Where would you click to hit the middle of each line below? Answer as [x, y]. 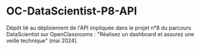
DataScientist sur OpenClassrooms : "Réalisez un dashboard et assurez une [100, 34]
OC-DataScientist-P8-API [72, 11]
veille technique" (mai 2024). [42, 40]
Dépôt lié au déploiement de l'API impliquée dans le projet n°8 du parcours [99, 28]
